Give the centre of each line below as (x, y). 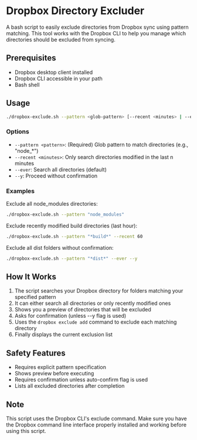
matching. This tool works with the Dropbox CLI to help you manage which (96, 33)
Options (18, 132)
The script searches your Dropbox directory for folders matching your (99, 291)
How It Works (31, 277)
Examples (21, 191)
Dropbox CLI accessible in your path (58, 78)
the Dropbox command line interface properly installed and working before (96, 425)
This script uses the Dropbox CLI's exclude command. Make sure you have (96, 419)
